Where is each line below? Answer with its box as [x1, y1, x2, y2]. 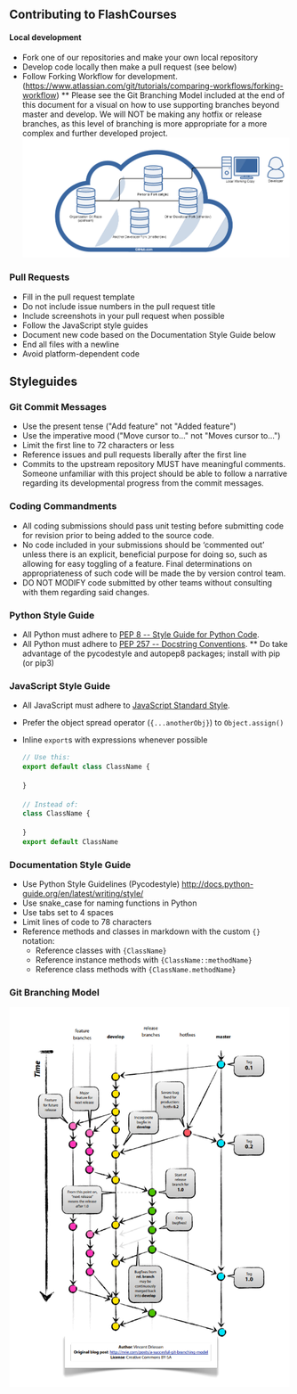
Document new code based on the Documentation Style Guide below [21, 329, 276, 340]
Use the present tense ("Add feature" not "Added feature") [21, 421, 237, 431]
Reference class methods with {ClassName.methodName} [35, 964, 237, 975]
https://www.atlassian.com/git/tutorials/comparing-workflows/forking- [25, 80, 285, 91]
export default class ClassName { [21, 762, 150, 772]
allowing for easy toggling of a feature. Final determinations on [21, 558, 253, 569]
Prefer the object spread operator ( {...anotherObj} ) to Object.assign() [21, 717, 285, 728]
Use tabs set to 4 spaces [21, 907, 114, 918]
